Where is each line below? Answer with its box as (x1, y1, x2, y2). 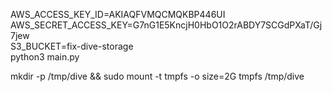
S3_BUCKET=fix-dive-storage (10, 40, 134, 52)
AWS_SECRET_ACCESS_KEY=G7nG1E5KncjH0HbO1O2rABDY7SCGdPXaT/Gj (10, 19, 323, 31)
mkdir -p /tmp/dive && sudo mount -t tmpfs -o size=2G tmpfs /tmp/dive (10, 70, 305, 82)
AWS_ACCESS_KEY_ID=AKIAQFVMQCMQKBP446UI (10, 9, 226, 20)
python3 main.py (10, 51, 80, 63)
